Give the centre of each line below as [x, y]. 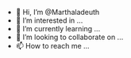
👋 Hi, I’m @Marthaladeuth [58, 12]
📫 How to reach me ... [52, 46]
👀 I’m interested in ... [49, 20]
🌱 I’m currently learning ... [58, 29]
